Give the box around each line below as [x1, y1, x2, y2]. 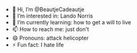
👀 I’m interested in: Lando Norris [12, 12, 93, 19]
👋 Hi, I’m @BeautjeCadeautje [12, 6, 85, 13]
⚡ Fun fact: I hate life [12, 41, 64, 48]
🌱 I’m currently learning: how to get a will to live [12, 19, 132, 26]
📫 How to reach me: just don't [12, 26, 90, 33]
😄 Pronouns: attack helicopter [12, 34, 89, 41]
